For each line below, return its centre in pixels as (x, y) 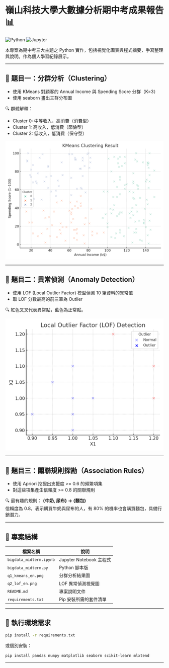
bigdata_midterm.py (28, 568)
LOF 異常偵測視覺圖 (79, 583)
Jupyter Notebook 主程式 (85, 559)
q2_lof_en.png (22, 584)
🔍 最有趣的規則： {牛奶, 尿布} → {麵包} (46, 500)
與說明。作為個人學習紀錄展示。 (38, 56)
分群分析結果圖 (75, 575)
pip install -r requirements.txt (40, 635)
